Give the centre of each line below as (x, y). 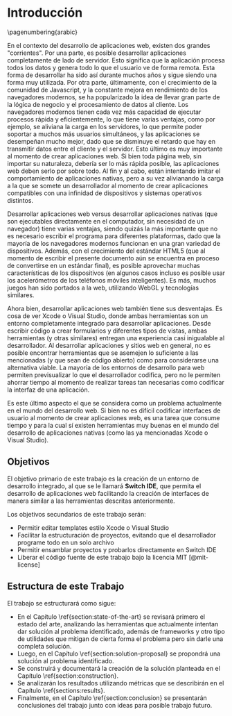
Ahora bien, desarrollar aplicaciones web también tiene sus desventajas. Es (115, 308)
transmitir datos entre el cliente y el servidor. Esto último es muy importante (115, 149)
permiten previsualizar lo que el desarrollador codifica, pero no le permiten (114, 375)
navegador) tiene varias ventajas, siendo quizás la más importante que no (113, 228)
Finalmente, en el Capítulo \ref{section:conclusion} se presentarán (112, 698)
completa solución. (44, 646)
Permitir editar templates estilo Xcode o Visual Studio (93, 527)
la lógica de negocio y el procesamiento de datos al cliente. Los (98, 104)
